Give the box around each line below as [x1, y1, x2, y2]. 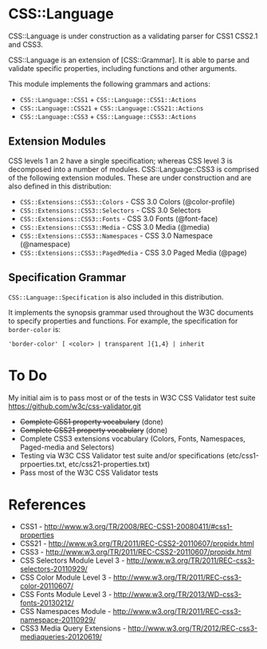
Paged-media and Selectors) [19, 442, 115, 452]
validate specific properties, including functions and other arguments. [8, 63, 238, 73]
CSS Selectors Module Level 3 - [19, 556, 125, 565]
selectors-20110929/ [19, 564, 88, 574]
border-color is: [8, 324, 61, 334]
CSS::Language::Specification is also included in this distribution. [8, 292, 225, 302]
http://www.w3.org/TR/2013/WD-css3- [113, 590, 241, 600]
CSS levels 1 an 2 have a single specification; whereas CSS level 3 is [8, 156, 233, 165]
